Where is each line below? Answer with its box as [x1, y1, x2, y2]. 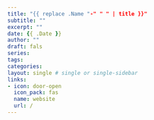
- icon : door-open [7, 83, 62, 90]
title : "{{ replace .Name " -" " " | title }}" [7, 10, 148, 18]
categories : [7, 63, 43, 70]
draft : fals [7, 43, 43, 50]
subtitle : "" [7, 17, 46, 24]
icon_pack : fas [13, 89, 59, 96]
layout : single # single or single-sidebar [7, 69, 138, 76]
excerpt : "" [7, 23, 43, 30]
